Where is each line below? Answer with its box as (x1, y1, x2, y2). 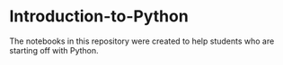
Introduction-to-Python (9, 6, 189, 27)
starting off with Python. (9, 45, 99, 55)
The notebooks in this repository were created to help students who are (9, 36, 275, 46)
